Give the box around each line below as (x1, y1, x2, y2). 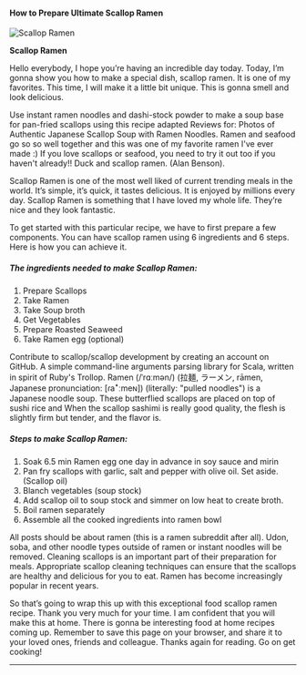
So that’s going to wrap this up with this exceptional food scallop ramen (9, 598, 278, 609)
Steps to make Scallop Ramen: (9, 433, 128, 444)
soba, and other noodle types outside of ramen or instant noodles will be (9, 542, 282, 553)
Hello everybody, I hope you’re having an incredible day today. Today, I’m (9, 63, 285, 74)
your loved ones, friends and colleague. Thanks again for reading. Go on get (9, 637, 296, 648)
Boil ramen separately (22, 505, 106, 516)
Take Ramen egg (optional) (22, 333, 125, 345)
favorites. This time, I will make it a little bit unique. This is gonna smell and (9, 82, 290, 93)
